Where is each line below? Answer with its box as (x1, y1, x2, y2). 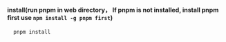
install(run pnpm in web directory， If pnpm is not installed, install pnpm (7, 6, 219, 14)
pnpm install (13, 29, 51, 36)
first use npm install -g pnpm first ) (7, 13, 113, 21)
